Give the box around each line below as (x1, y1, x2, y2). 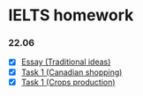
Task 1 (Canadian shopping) (20, 67, 123, 78)
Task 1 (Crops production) (20, 77, 116, 87)
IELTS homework (8, 5, 134, 26)
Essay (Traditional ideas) (20, 56, 111, 67)
